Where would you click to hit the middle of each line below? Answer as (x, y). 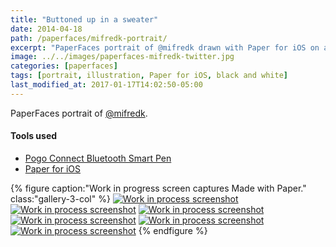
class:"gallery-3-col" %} (60, 198)
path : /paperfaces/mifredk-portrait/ (89, 38)
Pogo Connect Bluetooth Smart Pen (98, 158)
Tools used (34, 136)
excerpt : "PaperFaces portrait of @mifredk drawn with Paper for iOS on (165, 47)
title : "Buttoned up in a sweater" (84, 19)
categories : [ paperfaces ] (64, 66)
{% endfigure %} (173, 230)
